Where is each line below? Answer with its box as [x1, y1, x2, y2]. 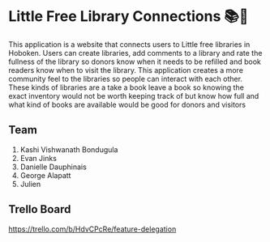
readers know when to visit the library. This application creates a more [8, 65, 243, 74]
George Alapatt [19, 170, 71, 180]
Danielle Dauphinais [19, 162, 87, 172]
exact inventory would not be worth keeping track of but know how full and [8, 91, 259, 100]
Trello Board [8, 202, 71, 216]
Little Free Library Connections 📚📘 [8, 7, 249, 26]
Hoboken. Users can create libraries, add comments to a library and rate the [8, 48, 263, 57]
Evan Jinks [19, 153, 57, 163]
